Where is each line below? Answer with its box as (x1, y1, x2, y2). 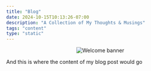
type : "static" (6, 31, 44, 37)
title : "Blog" (6, 8, 42, 15)
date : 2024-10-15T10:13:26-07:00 (6, 14, 90, 20)
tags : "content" (6, 25, 47, 31)
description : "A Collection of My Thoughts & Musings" (6, 20, 146, 25)
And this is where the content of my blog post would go (6, 59, 143, 66)
